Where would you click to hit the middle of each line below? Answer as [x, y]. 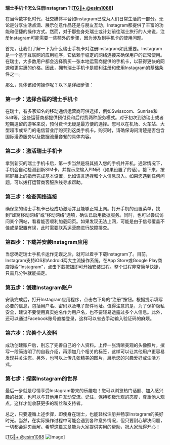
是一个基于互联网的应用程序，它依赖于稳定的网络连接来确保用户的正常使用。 [85, 55]
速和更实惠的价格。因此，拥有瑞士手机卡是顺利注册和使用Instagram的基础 [82, 68]
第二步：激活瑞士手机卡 [34, 151]
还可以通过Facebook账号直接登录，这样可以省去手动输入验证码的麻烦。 [80, 319]
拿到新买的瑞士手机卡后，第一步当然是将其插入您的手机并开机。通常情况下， [85, 163]
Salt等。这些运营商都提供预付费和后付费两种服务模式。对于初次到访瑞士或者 [85, 118]
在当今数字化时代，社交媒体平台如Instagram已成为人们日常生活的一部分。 [82, 19]
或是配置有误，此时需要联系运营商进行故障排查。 [60, 228]
